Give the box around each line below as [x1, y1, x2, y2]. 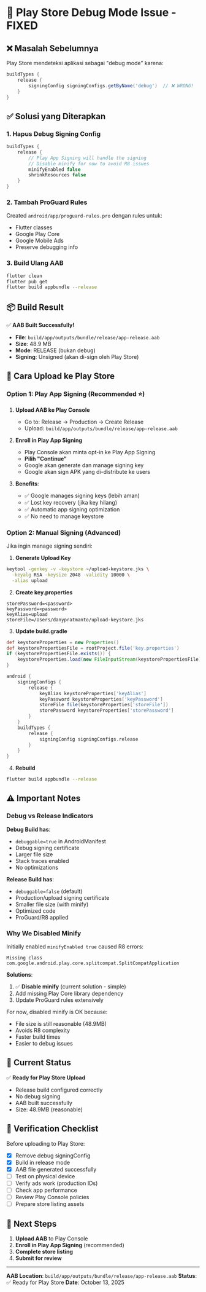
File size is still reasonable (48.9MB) [15, 1020, 107, 1028]
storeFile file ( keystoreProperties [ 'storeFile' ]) [39, 702, 169, 708]
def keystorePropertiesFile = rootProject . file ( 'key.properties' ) [6, 645, 180, 651]
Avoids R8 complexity [15, 1026, 71, 1034]
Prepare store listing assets [15, 1200, 85, 1208]
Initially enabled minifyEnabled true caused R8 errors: [6, 943, 144, 950]
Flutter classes [15, 224, 53, 231]
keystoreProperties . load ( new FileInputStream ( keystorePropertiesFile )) [17, 656, 204, 663]
